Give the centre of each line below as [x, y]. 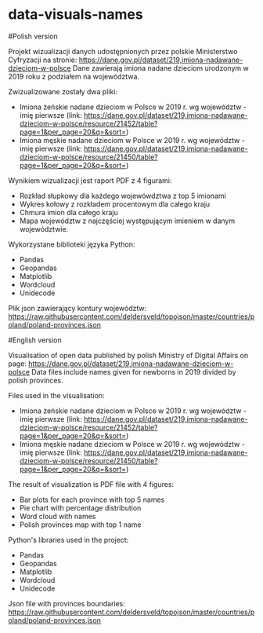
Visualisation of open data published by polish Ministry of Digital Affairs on [128, 355]
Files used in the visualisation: [56, 395]
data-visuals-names [76, 15]
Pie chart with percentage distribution [80, 507]
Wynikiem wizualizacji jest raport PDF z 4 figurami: [90, 180]
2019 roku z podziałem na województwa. [74, 76]
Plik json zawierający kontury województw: [77, 308]
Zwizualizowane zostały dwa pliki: [63, 91]
